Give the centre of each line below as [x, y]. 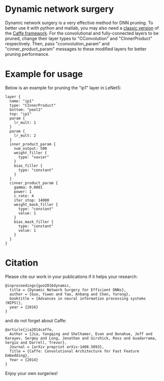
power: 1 [23, 191]
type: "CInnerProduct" [33, 105]
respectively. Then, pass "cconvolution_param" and [57, 43]
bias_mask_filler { [34, 222]
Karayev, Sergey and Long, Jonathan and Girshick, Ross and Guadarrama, [81, 338]
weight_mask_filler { [36, 205]
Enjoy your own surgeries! [31, 373]
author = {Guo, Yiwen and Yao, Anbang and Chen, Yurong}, [70, 294]
